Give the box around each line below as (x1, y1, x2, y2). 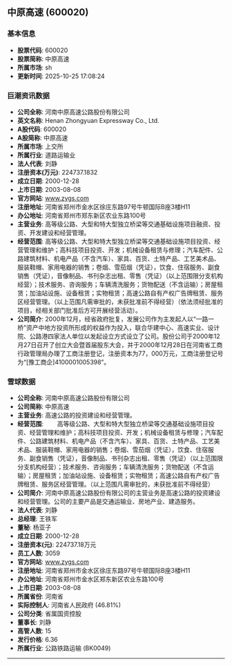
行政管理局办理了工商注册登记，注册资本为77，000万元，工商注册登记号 (17, 349, 224, 358)
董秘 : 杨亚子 (17, 523, 52, 531)
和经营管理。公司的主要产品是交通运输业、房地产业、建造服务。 (17, 498, 199, 506)
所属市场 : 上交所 (17, 142, 64, 150)
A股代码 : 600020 (17, 125, 67, 133)
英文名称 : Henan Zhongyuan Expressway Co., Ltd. (17, 116, 160, 124)
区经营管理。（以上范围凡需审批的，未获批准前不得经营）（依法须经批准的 (17, 297, 223, 306)
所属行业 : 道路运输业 (17, 150, 76, 159)
